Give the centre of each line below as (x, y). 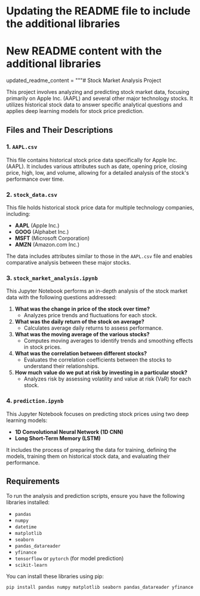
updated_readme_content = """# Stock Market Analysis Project (84, 80)
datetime (26, 527)
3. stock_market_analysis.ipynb (52, 278)
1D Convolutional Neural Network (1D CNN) (69, 431)
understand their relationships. (61, 366)
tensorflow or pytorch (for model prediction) (69, 558)
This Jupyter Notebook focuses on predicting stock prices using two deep (98, 413)
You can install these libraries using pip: (55, 576)
